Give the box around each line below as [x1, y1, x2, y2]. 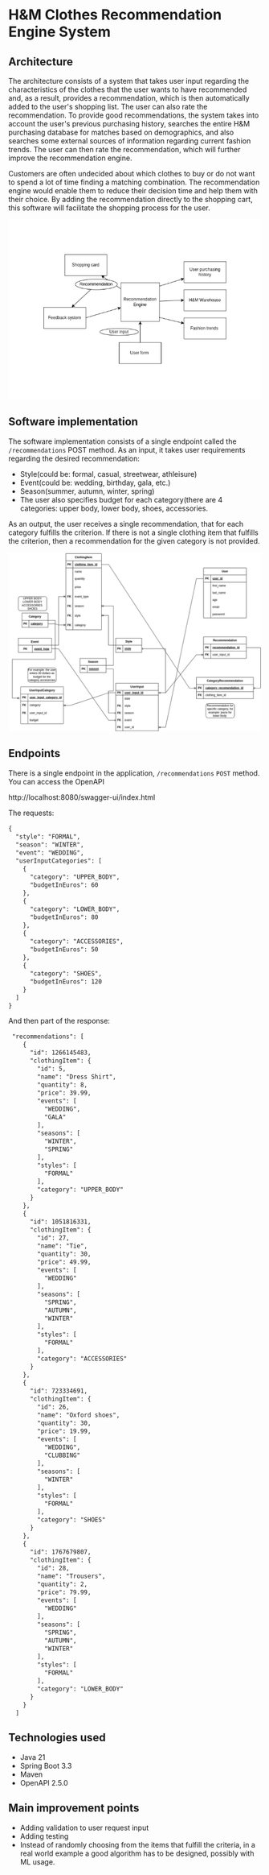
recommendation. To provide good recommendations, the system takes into [8, 110, 259, 120]
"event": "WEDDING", [15, 848, 84, 857]
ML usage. [19, 1856, 55, 1866]
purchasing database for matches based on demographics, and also [8, 127, 234, 137]
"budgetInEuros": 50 [29, 945, 99, 954]
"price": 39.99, [37, 1089, 92, 1097]
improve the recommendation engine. [8, 153, 132, 163]
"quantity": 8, [37, 1081, 88, 1089]
